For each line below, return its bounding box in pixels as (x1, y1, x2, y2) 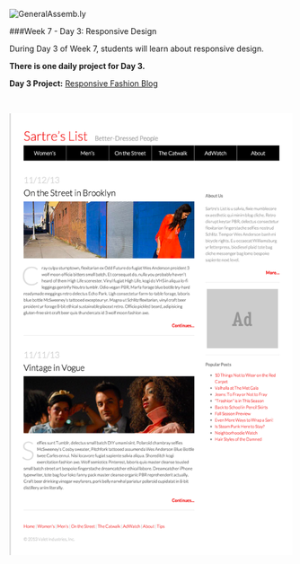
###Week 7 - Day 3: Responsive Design (9, 26, 157, 36)
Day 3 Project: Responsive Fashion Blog (9, 78, 159, 89)
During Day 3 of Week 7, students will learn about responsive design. (9, 43, 264, 54)
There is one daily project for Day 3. (9, 61, 146, 71)
